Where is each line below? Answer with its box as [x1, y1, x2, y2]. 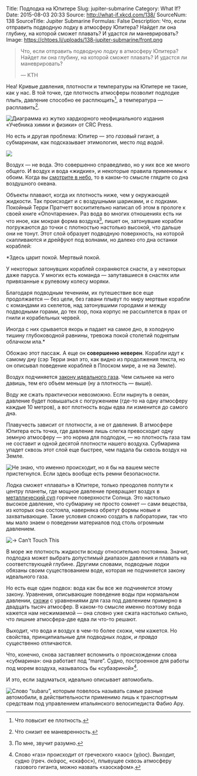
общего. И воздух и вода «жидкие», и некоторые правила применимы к [6, 168, 188, 175]
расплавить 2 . [6, 102, 40, 111]
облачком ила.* [6, 338, 46, 345]
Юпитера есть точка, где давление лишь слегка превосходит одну [6, 427, 174, 434]
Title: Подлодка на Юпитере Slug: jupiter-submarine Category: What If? [6, 5, 181, 12]
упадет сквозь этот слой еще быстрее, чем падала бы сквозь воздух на [6, 446, 187, 453]
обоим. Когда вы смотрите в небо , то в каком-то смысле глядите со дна [6, 174, 189, 181]
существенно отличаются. [6, 640, 72, 647]
